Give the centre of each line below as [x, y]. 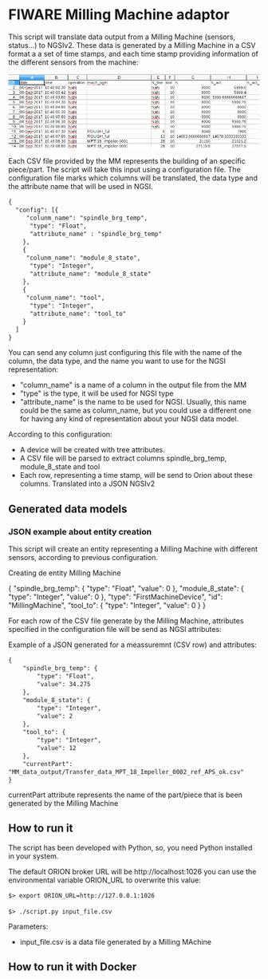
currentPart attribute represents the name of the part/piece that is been [126, 795]
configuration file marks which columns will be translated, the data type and [133, 178]
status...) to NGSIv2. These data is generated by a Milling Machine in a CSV [132, 45]
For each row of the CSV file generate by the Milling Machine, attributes [126, 621]
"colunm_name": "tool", [65, 298]
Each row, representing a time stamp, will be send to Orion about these [136, 476]
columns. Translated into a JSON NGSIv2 [87, 484]
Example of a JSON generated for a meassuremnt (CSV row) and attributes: [132, 645]
